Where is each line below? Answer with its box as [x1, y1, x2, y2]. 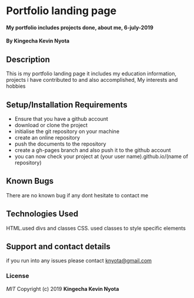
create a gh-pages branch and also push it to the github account [14, 147, 172, 154]
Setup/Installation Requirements [6, 100, 128, 110]
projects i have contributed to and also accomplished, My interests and [6, 77, 178, 84]
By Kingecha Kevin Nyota [6, 37, 70, 45]
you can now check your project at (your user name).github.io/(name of [14, 153, 188, 160]
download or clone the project [14, 122, 88, 128]
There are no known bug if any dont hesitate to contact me [6, 191, 149, 198]
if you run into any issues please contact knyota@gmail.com [6, 257, 152, 264]
